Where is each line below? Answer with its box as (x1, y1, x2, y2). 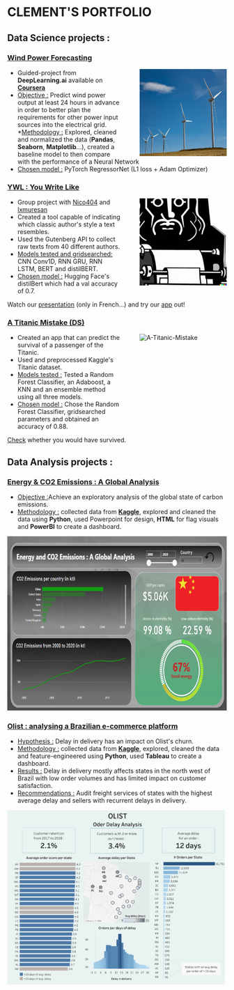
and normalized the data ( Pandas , (17, 135, 116, 144)
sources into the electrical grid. (17, 120, 107, 129)
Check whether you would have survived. (7, 436, 127, 444)
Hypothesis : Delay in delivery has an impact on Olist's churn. (17, 737, 194, 745)
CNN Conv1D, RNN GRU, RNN (17, 257, 103, 265)
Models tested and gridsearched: (17, 250, 113, 258)
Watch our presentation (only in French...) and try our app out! (7, 300, 186, 309)
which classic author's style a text (17, 220, 115, 229)
